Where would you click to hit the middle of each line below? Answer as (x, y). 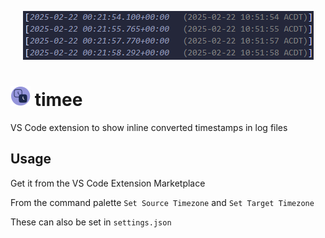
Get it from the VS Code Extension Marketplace (108, 183)
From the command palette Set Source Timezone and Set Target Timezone (162, 202)
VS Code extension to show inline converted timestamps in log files (149, 127)
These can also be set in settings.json (91, 222)
